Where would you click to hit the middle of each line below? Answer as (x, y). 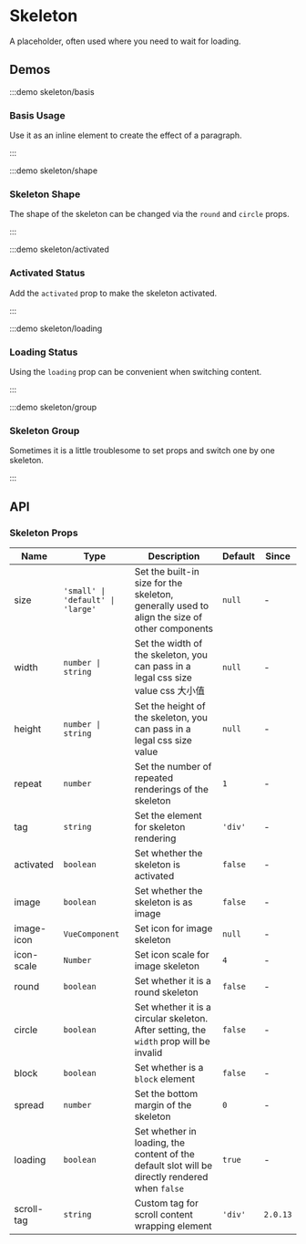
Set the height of (170, 706)
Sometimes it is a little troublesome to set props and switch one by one (142, 451)
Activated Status (47, 273)
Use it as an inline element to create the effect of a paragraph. (126, 135)
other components (174, 628)
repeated (154, 778)
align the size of (168, 617)
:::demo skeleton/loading (56, 328)
